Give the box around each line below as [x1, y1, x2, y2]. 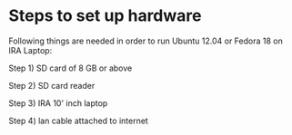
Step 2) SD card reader [8, 80, 96, 91]
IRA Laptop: [8, 44, 53, 55]
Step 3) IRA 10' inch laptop [8, 97, 108, 109]
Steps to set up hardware [8, 5, 202, 26]
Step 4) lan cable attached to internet [8, 115, 149, 126]
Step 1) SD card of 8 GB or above [8, 63, 133, 73]
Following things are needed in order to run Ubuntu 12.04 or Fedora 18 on [8, 35, 283, 46]
